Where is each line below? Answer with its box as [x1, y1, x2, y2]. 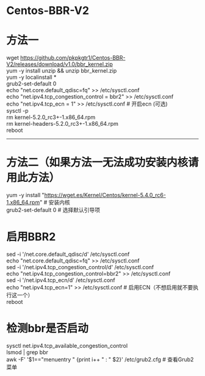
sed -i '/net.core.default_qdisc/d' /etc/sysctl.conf [6, 251, 130, 258]
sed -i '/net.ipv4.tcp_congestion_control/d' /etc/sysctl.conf [6, 264, 154, 270]
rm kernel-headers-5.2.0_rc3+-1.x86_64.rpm [6, 120, 119, 128]
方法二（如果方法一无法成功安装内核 [6, 156, 189, 170]
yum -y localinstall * [6, 74, 57, 81]
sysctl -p [6, 107, 29, 115]
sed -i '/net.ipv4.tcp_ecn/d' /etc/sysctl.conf [6, 277, 116, 284]
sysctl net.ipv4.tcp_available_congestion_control [6, 342, 128, 349]
